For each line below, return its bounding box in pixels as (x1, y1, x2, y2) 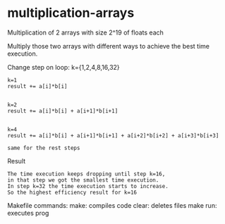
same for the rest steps (7, 144, 80, 151)
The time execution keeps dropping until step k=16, (7, 170, 166, 178)
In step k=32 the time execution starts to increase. (7, 182, 169, 189)
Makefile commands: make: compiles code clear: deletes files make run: (7, 201, 217, 209)
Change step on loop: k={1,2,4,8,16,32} (7, 63, 120, 71)
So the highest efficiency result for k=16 (7, 189, 138, 196)
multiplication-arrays (7, 5, 135, 21)
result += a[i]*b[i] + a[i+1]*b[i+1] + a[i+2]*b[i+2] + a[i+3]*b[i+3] (7, 132, 219, 139)
